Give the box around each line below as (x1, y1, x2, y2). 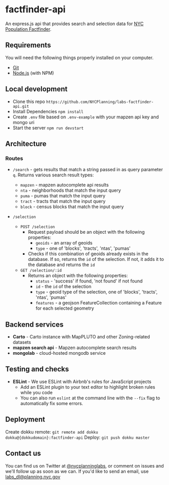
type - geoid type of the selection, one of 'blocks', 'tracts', (35, 289, 158, 295)
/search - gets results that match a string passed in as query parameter (12, 167, 163, 173)
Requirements (5, 41, 51, 50)
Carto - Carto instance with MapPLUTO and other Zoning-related (12, 334, 150, 340)
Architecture (5, 139, 47, 148)
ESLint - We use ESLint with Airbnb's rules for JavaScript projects (12, 378, 152, 385)
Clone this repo (12, 98, 45, 105)
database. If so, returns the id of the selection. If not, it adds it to (28, 256, 164, 262)
